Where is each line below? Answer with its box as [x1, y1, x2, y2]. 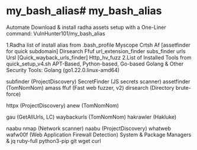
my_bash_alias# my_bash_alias [6, 4, 162, 18]
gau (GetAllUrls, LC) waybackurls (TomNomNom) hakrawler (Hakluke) [6, 113, 177, 120]
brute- [175, 84, 191, 91]
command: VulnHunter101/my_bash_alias [6, 30, 105, 37]
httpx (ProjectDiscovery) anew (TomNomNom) [6, 102, 120, 109]
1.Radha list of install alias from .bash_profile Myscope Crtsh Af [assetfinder [6, 41, 191, 48]
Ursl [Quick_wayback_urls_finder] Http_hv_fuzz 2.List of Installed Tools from [6, 54, 192, 61]
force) [6, 90, 21, 97]
